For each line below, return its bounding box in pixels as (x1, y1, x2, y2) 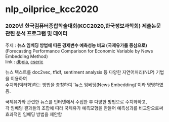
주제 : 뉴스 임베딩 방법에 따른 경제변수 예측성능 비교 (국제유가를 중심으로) (5, 42, 148, 48)
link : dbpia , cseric (5, 59, 44, 65)
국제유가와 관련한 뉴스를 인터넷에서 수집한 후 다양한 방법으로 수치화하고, (5, 99, 147, 105)
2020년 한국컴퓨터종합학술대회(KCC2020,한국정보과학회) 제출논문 (5, 23, 161, 30)
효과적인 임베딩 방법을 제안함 (5, 111, 62, 117)
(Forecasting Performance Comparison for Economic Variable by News (5, 48, 153, 54)
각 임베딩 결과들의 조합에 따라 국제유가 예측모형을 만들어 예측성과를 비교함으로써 (5, 105, 163, 111)
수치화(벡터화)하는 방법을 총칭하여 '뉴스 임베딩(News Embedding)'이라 (5, 82, 146, 88)
